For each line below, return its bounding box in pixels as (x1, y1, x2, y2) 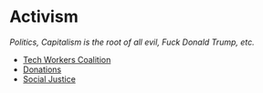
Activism (9, 6, 79, 27)
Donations (22, 64, 62, 75)
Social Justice (22, 73, 76, 84)
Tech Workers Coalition (22, 54, 111, 65)
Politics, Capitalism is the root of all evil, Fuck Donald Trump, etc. (9, 36, 256, 47)
